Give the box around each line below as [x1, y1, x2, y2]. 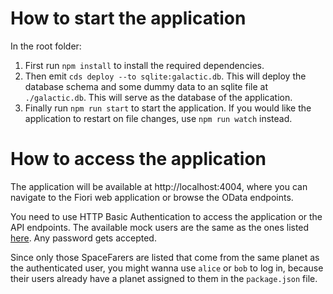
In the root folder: [10, 40, 82, 52]
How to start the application [10, 7, 247, 30]
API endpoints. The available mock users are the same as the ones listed [10, 221, 310, 233]
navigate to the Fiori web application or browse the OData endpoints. [10, 191, 294, 203]
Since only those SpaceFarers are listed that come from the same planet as [10, 251, 320, 263]
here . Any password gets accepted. [10, 232, 157, 244]
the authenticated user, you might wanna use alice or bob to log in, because [10, 262, 324, 274]
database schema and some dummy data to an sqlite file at [24, 80, 268, 92]
